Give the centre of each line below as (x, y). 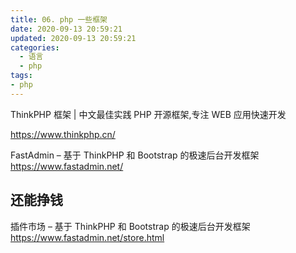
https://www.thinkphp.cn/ (63, 134)
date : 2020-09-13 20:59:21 (66, 29)
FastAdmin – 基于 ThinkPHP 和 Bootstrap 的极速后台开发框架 (135, 155)
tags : (21, 76)
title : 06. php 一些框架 (59, 19)
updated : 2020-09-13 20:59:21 (73, 38)
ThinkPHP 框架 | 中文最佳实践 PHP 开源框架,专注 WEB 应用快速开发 (148, 114)
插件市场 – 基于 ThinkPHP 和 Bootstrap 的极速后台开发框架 (130, 226)
